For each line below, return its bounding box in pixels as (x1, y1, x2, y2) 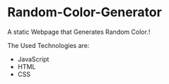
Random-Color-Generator (7, 4, 163, 20)
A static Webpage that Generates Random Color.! (7, 28, 151, 36)
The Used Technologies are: (7, 41, 90, 49)
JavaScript (17, 54, 49, 64)
